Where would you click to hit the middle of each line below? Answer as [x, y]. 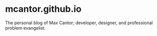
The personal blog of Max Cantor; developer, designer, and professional [79, 23]
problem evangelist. [25, 28]
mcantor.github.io [43, 9]
